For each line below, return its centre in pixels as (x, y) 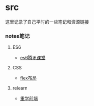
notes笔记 (18, 36)
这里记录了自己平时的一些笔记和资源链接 (47, 22)
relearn (20, 88)
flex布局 (28, 78)
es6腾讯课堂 (33, 58)
